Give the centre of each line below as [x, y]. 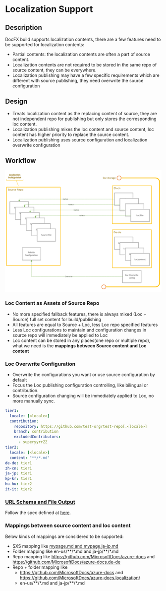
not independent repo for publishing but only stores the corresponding [84, 119]
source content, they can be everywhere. [54, 70]
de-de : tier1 [19, 463]
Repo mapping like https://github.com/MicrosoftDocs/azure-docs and [83, 556]
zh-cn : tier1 [19, 468]
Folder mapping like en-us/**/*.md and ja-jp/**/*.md [65, 551]
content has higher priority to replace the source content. [71, 134]
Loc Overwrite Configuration [40, 364]
